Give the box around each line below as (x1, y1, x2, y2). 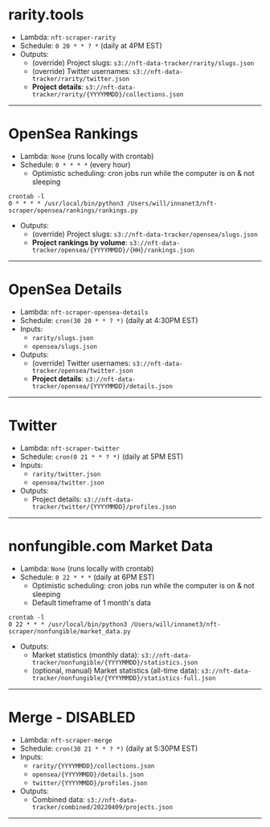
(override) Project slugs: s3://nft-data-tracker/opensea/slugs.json (31, 229, 259, 239)
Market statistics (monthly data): (31, 649, 140, 660)
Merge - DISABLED (8, 708, 136, 727)
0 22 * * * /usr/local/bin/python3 (8, 620, 128, 628)
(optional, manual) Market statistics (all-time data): (31, 665, 199, 675)
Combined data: (31, 794, 86, 804)
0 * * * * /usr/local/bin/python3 (8, 199, 125, 207)
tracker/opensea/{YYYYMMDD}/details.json (31, 382, 173, 391)
